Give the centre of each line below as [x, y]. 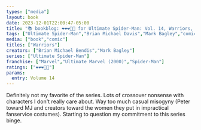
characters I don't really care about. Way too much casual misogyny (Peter [98, 101]
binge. [14, 120]
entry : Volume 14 [33, 78]
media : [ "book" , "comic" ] [37, 39]
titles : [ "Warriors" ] [33, 45]
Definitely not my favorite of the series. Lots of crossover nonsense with [95, 95]
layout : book [22, 17]
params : [16, 73]
